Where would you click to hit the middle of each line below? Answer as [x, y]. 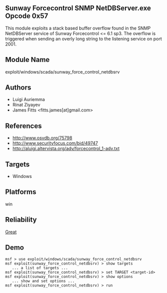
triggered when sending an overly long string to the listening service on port [83, 38]
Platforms [21, 192]
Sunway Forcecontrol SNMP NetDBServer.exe [78, 8]
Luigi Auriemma [28, 99]
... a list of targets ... [40, 268]
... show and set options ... [43, 281]
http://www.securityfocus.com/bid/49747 [55, 143]
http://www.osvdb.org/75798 [42, 138]
